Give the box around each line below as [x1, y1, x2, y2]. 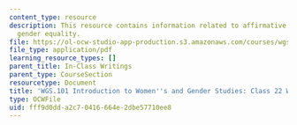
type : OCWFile [9, 94, 62, 104]
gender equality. [17, 29, 81, 38]
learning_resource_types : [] [9, 54, 117, 62]
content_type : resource [9, 12, 97, 22]
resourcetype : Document [9, 78, 97, 87]
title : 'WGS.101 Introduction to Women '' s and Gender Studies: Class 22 [9, 86, 283, 95]
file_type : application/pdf [9, 46, 113, 55]
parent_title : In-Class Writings [9, 62, 133, 71]
